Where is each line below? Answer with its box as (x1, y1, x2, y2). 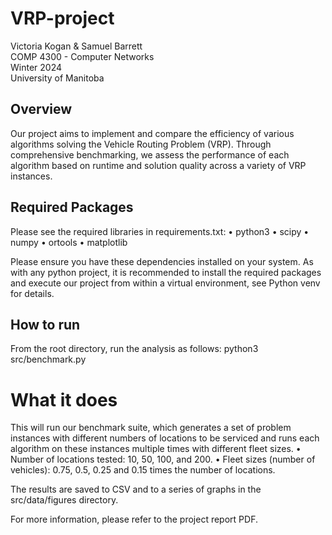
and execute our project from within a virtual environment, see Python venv (10, 277, 321, 289)
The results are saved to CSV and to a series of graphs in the (10, 483, 262, 496)
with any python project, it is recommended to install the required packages (10, 266, 322, 278)
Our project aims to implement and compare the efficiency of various (10, 127, 295, 139)
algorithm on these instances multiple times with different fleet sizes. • (10, 443, 302, 455)
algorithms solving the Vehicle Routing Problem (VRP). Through (10, 138, 272, 150)
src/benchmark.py (10, 353, 87, 366)
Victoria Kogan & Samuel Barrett (10, 40, 143, 52)
